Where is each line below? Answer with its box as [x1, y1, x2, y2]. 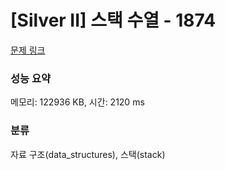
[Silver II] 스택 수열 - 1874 [10, 9, 217, 32]
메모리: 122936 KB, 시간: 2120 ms [10, 96, 145, 108]
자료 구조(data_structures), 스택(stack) [10, 148, 166, 160]
